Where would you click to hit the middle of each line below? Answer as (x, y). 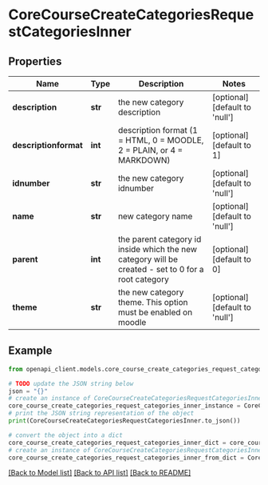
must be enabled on (156, 312)
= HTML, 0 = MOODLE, (161, 140)
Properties (35, 61)
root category (144, 279)
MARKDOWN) (144, 160)
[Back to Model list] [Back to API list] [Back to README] (100, 473)
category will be (148, 259)
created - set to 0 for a (161, 269)
